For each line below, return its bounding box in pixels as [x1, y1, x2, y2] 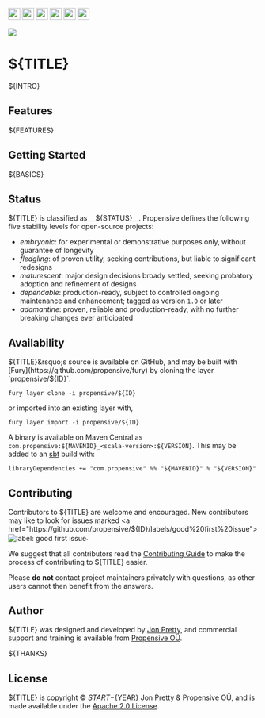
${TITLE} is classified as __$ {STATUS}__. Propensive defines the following [8, 213, 250, 223]
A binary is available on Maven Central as [8, 432, 143, 442]
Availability [8, 336, 65, 349]
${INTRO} [8, 81, 40, 90]
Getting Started [8, 148, 86, 162]
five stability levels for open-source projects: [8, 222, 154, 232]
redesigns [19, 263, 53, 272]
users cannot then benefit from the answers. [8, 581, 153, 590]
